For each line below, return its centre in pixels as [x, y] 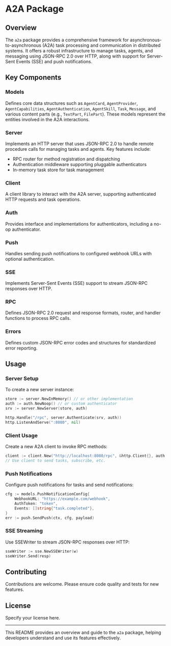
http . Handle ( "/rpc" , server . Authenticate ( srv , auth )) [64, 418]
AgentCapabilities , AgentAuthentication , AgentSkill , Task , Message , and [81, 109]
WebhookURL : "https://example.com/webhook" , [62, 499]
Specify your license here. [33, 618]
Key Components [33, 78]
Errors [13, 332]
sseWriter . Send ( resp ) [28, 556]
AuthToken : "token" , [36, 503]
